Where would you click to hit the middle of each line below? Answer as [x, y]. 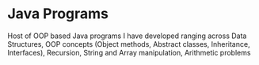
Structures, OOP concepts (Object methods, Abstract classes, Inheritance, [129, 44]
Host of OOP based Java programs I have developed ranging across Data [127, 36]
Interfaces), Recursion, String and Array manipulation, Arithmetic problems [129, 52]
